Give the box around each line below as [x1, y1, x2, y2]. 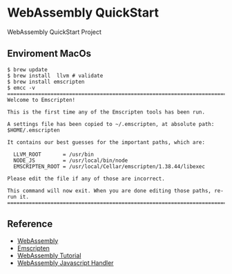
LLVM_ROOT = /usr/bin [13, 151, 95, 158]
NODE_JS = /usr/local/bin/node [13, 157, 128, 164]
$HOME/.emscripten [7, 127, 60, 134]
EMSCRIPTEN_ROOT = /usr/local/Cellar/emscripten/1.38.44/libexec [13, 163, 206, 170]
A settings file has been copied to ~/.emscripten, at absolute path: [7, 120, 215, 127]
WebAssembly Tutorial [17, 251, 81, 259]
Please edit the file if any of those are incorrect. [7, 175, 166, 182]
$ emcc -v [7, 84, 36, 91]
